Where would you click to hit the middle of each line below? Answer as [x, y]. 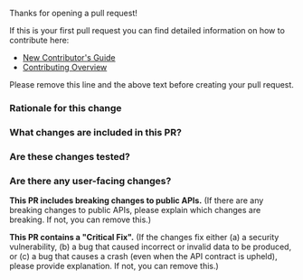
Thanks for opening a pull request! [73, 13]
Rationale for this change [66, 107]
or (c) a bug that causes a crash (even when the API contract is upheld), [143, 257]
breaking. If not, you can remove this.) [80, 219]
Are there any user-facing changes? [90, 181]
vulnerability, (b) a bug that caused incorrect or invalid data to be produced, [151, 247]
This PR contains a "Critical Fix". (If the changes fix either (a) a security [144, 238]
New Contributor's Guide [69, 57]
